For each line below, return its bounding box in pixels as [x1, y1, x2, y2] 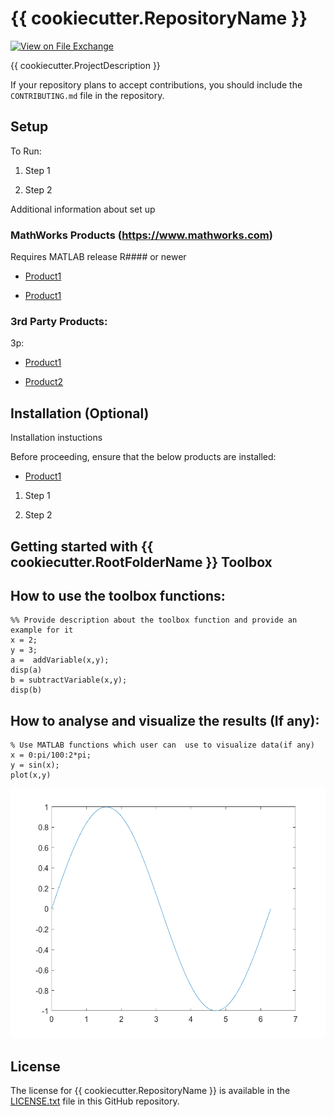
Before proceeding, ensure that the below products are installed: [10, 451, 277, 463]
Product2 [24, 376, 64, 388]
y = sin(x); [10, 760, 60, 771]
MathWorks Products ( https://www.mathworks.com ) [10, 228, 273, 242]
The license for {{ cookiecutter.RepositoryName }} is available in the [10, 1084, 291, 1096]
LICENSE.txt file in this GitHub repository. [10, 1095, 180, 1107]
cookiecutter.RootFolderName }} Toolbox [10, 553, 273, 571]
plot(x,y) [10, 770, 52, 781]
